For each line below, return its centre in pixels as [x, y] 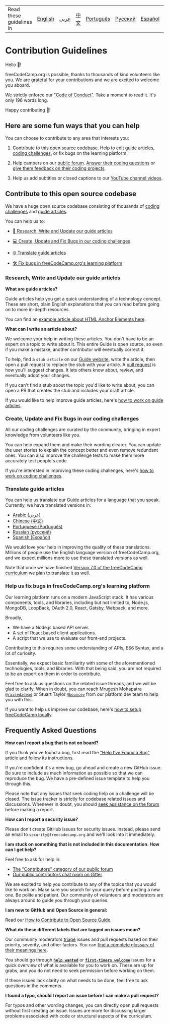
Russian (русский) [32, 532]
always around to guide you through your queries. [57, 900]
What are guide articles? [31, 289]
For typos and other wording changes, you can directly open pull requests [82, 1005]
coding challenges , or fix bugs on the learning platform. [70, 153]
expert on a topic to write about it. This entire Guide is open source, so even [84, 344]
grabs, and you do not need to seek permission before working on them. [80, 971]
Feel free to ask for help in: [33, 859]
